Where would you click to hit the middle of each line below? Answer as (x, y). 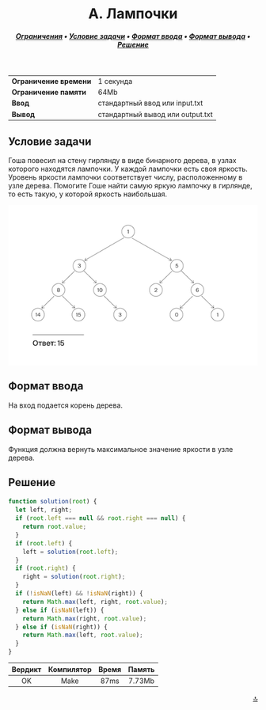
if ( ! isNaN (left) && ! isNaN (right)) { (80, 594)
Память (141, 669)
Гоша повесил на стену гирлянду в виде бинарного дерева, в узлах (122, 160)
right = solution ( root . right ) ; (74, 577)
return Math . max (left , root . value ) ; (83, 635)
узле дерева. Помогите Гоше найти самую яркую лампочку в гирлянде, (131, 185)
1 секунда (115, 81)
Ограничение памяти (49, 93)
